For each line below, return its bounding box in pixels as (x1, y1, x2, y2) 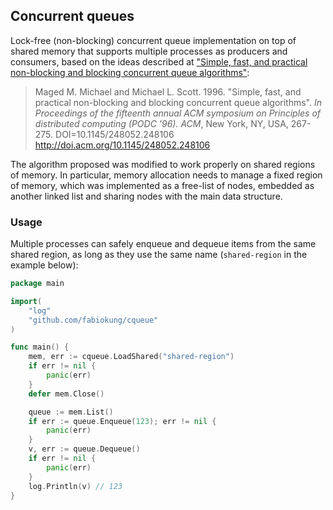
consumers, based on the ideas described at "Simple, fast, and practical (10, 55, 308, 68)
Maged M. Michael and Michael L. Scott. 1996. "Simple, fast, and (34, 85, 302, 98)
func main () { (10, 342, 70, 353)
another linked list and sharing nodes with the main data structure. (10, 190, 283, 202)
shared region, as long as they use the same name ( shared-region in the (10, 249, 308, 261)
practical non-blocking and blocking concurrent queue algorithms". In (34, 96, 323, 108)
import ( (10, 296, 43, 306)
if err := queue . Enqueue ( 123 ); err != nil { (28, 416, 217, 426)
